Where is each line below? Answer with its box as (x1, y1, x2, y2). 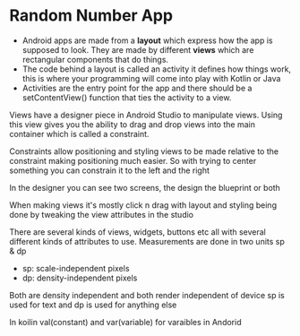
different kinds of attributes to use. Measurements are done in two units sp (9, 236, 285, 246)
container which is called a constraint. (9, 128, 150, 139)
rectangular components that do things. (21, 54, 168, 65)
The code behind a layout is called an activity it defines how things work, (21, 64, 292, 74)
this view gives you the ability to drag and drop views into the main (9, 118, 255, 130)
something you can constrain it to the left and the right (9, 165, 210, 176)
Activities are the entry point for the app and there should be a (21, 82, 253, 93)
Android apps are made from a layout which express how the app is (21, 35, 273, 46)
